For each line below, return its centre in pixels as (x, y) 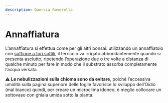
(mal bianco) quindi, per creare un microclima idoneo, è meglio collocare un (83, 90)
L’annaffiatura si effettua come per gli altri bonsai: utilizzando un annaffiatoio (84, 48)
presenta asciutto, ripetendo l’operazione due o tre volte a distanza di (77, 59)
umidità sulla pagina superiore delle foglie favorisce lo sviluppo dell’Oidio (80, 84)
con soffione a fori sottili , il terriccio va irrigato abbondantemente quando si (83, 53)
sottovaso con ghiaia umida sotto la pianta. (49, 95)
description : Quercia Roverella (39, 10)
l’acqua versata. (22, 69)
